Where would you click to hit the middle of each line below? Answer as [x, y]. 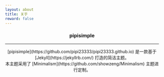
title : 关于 [16, 14]
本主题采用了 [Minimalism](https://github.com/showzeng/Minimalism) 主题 [80, 63]
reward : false [20, 19]
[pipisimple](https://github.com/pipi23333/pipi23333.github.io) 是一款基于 [82, 51]
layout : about [20, 10]
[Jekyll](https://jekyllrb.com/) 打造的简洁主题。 [82, 58]
